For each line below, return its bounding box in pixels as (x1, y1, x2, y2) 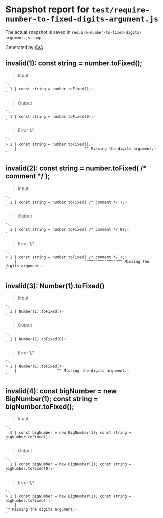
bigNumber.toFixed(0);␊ (5, 466, 56, 472)
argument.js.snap (5, 35, 42, 40)
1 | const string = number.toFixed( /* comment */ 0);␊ (10, 227, 130, 232)
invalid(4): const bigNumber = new (5, 387, 117, 395)
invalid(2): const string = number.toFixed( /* (5, 164, 147, 173)
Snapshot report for (5, 4, 90, 15)
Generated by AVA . (5, 44, 45, 50)
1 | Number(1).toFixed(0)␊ (10, 337, 67, 342)
